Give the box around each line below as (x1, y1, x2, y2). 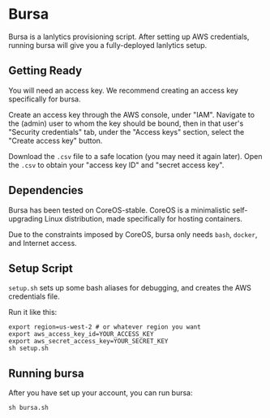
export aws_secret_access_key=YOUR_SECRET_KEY (8, 338, 169, 346)
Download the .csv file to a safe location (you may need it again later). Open (8, 151, 263, 161)
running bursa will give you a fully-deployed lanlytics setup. (8, 40, 208, 50)
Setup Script (8, 261, 73, 275)
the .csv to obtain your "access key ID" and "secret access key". (8, 160, 225, 170)
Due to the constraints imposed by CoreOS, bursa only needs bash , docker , (8, 229, 258, 239)
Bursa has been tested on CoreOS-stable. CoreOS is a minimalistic (8, 205, 231, 215)
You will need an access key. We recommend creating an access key (8, 85, 239, 95)
